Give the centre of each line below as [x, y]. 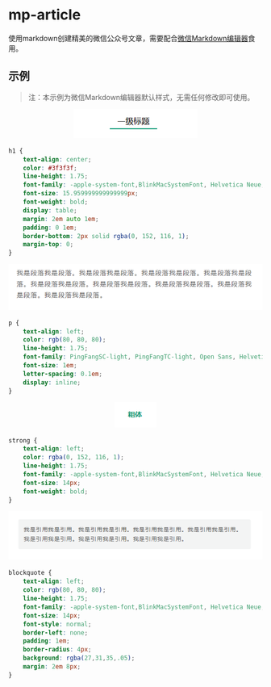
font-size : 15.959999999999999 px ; [81, 194]
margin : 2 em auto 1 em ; [61, 219]
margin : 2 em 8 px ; [52, 667]
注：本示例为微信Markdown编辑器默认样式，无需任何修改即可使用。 [141, 97]
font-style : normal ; [57, 624]
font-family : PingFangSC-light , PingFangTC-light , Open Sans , [129, 357]
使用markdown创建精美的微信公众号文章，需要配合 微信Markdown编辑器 [128, 38]
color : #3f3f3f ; [50, 168]
